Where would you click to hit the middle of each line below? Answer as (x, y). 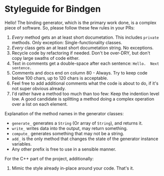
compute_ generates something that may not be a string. (68, 133)
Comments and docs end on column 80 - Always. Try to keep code (80, 73)
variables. (22, 144)
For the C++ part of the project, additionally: (49, 158)
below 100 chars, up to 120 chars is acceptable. (60, 78)
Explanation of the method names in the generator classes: (64, 113)
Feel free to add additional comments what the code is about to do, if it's (85, 83)
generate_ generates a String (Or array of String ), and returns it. (77, 123)
